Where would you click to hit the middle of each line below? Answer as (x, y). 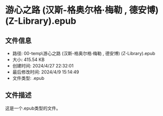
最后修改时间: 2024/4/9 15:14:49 (46, 72)
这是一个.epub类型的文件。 (33, 108)
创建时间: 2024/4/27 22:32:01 (43, 66)
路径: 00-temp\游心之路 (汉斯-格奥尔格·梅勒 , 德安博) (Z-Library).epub (84, 53)
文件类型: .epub (28, 78)
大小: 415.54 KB (28, 59)
